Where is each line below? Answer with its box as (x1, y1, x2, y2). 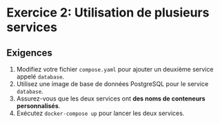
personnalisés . (16, 102, 61, 110)
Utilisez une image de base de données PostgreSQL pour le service (16, 80, 209, 87)
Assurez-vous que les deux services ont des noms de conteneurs (16, 94, 206, 103)
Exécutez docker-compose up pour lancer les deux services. (16, 109, 185, 117)
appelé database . (16, 72, 65, 81)
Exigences (6, 47, 53, 59)
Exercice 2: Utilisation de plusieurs (6, 5, 210, 21)
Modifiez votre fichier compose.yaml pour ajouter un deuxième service (16, 65, 214, 73)
